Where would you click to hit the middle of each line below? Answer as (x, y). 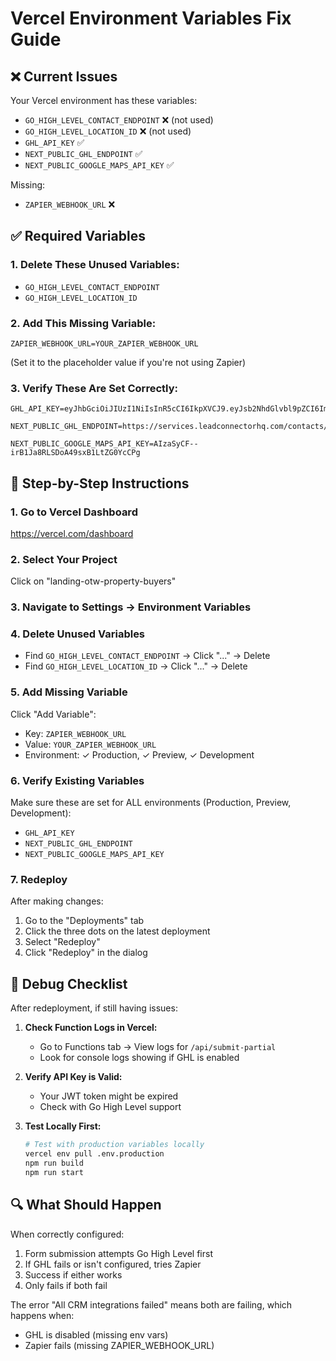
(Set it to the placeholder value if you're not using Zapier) (128, 362)
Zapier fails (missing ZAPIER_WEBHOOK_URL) (119, 1345)
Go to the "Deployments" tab (84, 921)
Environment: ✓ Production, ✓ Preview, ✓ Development (139, 754)
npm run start (54, 1172)
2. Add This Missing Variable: (83, 323)
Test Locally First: (63, 1126)
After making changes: (57, 901)
